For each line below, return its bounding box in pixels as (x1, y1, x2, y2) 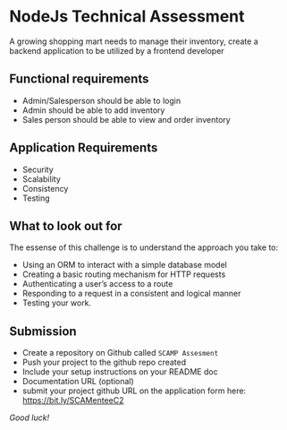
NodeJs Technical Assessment (9, 6, 245, 27)
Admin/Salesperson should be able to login (21, 95, 181, 106)
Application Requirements (9, 141, 158, 156)
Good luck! (9, 412, 50, 423)
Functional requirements (9, 72, 149, 87)
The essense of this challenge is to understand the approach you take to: (9, 242, 279, 253)
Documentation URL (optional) (21, 376, 134, 387)
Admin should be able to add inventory (21, 105, 165, 116)
